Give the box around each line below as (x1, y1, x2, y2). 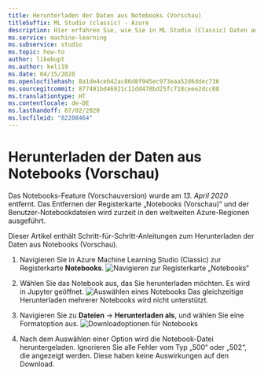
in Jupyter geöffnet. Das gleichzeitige (19, 287, 244, 296)
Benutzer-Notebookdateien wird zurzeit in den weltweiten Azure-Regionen (8, 207, 250, 217)
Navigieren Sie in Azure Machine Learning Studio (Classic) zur (19, 254, 222, 264)
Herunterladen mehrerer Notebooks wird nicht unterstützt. (19, 295, 209, 304)
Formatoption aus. (19, 318, 79, 328)
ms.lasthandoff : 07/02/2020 (8, 107, 101, 115)
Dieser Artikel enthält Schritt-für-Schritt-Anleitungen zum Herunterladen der (8, 231, 255, 240)
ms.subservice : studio (8, 41, 82, 49)
